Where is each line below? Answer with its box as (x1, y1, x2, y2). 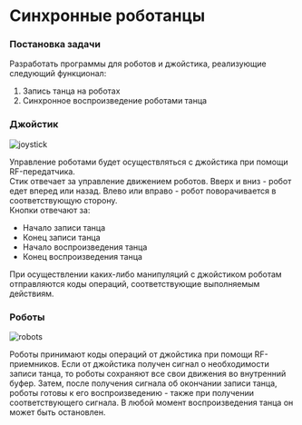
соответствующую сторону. (9, 194, 118, 205)
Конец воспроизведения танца (22, 251, 143, 262)
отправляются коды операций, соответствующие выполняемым (9, 278, 260, 289)
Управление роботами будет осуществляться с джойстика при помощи (9, 156, 288, 167)
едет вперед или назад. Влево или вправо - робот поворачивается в (9, 185, 277, 196)
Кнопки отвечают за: (9, 204, 91, 215)
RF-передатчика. (9, 165, 75, 177)
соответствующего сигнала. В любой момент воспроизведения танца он (9, 397, 294, 409)
